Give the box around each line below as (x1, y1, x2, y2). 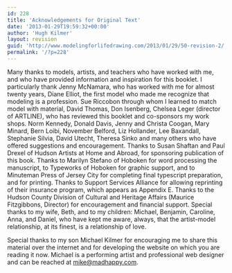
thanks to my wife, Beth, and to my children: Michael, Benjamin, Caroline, (7, 207, 216, 215)
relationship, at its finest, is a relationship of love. (7, 222, 147, 231)
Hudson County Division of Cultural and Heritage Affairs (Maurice (7, 193, 195, 201)
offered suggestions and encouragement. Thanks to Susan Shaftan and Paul (7, 141, 225, 150)
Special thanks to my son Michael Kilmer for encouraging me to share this (7, 236, 218, 244)
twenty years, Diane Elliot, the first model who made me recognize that (7, 89, 210, 98)
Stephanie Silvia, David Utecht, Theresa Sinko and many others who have (7, 134, 217, 142)
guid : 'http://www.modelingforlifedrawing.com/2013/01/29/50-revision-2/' (7, 42, 228, 49)
